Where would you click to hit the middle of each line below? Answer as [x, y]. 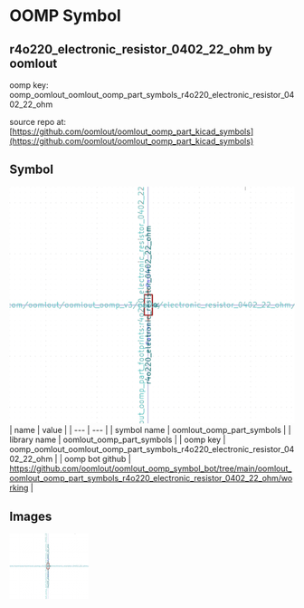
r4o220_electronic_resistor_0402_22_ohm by [141, 49]
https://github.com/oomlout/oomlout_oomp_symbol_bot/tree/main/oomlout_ [151, 468]
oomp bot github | [98, 459]
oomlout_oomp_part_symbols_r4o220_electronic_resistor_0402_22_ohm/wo [151, 478]
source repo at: [38, 122]
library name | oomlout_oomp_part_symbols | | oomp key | [118, 439]
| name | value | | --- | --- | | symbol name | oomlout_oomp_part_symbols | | [150, 430]
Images [31, 516]
